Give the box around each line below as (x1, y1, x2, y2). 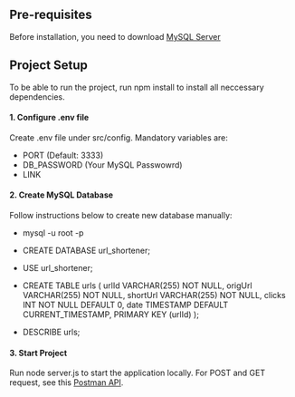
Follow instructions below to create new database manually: (9, 210, 233, 221)
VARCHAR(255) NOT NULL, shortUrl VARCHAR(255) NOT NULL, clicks (22, 290, 287, 301)
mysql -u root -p (22, 228, 84, 238)
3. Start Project (9, 347, 68, 358)
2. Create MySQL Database (9, 189, 114, 200)
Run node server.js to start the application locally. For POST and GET (9, 367, 266, 379)
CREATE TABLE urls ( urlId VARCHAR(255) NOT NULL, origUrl (22, 280, 252, 291)
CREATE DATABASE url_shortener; (22, 245, 151, 257)
